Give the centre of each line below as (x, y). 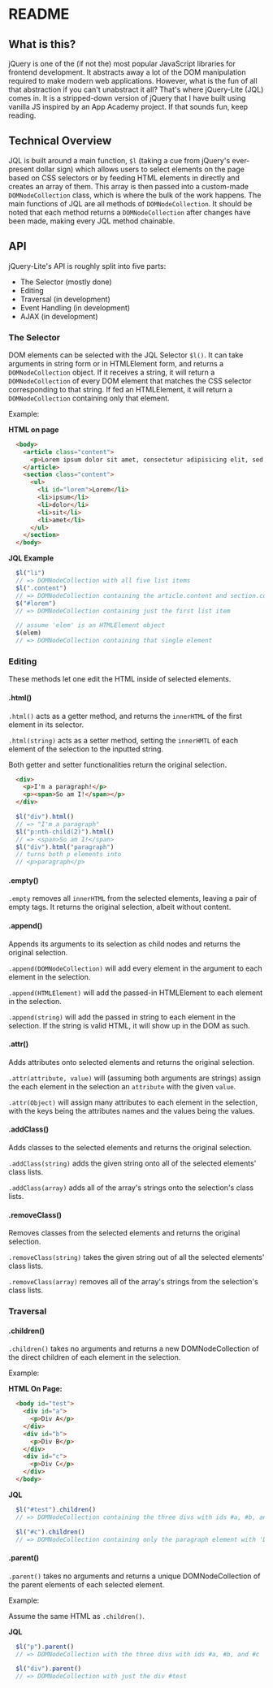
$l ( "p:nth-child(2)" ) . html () (65, 832)
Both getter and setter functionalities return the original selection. (118, 764)
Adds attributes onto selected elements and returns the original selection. (131, 1062)
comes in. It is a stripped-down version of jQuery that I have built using (127, 98)
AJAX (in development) (59, 316)
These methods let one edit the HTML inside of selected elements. (120, 679)
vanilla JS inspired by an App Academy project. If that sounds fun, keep (128, 107)
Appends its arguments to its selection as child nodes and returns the (125, 944)
